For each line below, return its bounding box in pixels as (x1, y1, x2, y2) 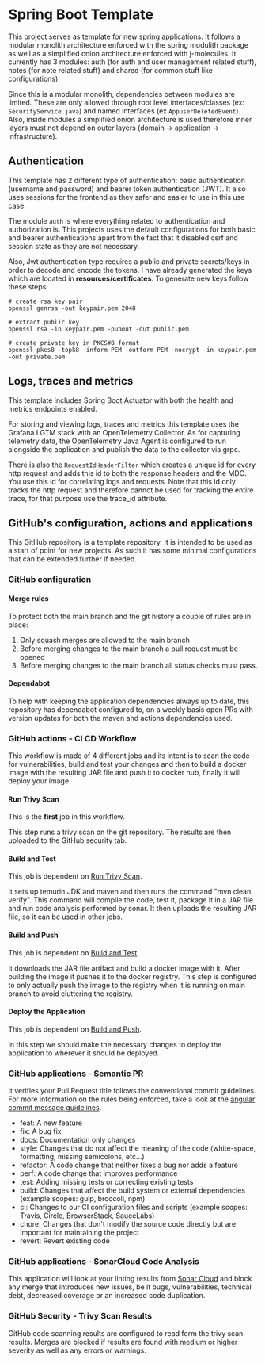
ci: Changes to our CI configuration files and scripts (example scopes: (19, 1203, 248, 1212)
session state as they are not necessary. (8, 241, 140, 251)
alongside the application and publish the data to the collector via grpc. (8, 444, 240, 454)
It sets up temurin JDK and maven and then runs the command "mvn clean (8, 886, 252, 897)
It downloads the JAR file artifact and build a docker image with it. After (8, 963, 240, 973)
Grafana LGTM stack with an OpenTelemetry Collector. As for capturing (8, 427, 240, 437)
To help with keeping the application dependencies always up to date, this (8, 696, 250, 706)
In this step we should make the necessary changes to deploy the (8, 1039, 222, 1049)
